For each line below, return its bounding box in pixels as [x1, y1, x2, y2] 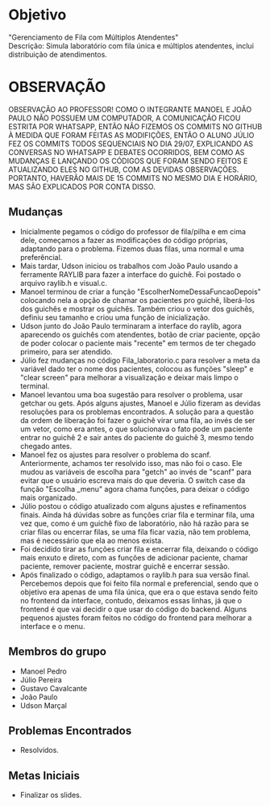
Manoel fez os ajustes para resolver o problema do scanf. [19, 450, 211, 460]
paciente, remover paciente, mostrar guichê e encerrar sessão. [19, 561, 231, 571]
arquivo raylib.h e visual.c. [19, 278, 107, 288]
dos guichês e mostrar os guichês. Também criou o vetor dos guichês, [19, 304, 255, 313]
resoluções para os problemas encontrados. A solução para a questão [19, 406, 254, 417]
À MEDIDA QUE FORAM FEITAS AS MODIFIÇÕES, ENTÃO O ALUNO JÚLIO [8, 130, 255, 140]
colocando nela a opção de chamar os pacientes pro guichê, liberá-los [19, 295, 255, 304]
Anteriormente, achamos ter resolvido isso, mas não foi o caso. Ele [19, 458, 243, 468]
